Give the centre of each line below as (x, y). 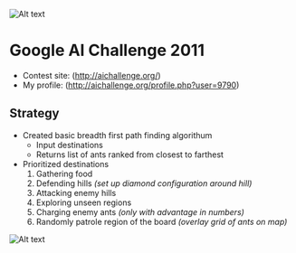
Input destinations (70, 145)
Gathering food (64, 173)
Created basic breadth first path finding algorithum (117, 135)
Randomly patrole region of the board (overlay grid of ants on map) (162, 221)
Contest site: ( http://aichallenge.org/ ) (91, 75)
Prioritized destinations (66, 164)
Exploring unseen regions (84, 202)
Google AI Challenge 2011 (107, 51)
